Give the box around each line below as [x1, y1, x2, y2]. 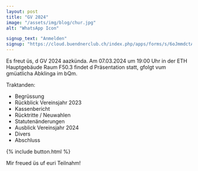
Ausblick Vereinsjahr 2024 [14, 124, 79, 131]
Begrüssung [14, 93, 45, 100]
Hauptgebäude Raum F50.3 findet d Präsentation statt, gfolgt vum [6, 64, 166, 71]
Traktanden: [6, 81, 35, 88]
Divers [14, 130, 31, 137]
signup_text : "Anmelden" [6, 36, 67, 42]
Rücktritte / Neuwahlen [14, 111, 71, 119]
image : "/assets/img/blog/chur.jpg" [6, 19, 96, 25]
